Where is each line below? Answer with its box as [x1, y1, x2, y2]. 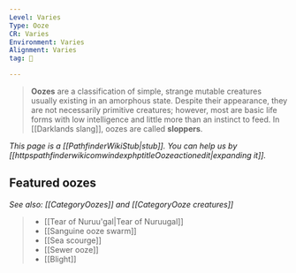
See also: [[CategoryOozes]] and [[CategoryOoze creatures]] [9, 199, 234, 209]
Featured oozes [9, 176, 97, 191]
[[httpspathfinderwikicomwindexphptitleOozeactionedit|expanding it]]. [9, 150, 267, 160]
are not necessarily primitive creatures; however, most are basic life [30, 105, 277, 115]
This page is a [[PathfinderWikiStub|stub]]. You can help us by [9, 140, 238, 151]
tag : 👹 [9, 54, 34, 63]
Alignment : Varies [9, 46, 77, 55]
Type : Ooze [9, 21, 49, 30]
